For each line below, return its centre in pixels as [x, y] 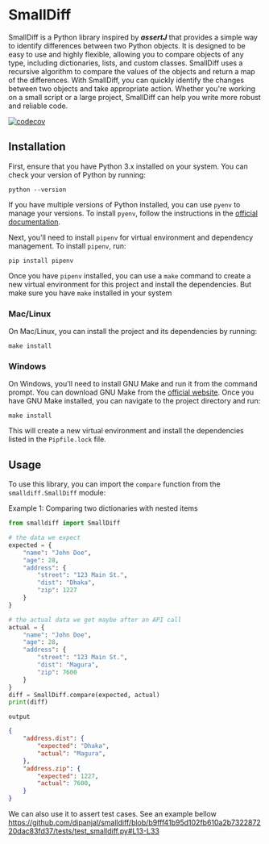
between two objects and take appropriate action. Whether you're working [132, 88]
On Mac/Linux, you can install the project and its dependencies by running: [133, 332]
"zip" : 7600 [58, 672]
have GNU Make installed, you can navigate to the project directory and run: [134, 401]
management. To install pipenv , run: [67, 246]
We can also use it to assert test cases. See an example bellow [113, 814]
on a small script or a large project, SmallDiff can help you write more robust [135, 97]
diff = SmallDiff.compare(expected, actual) [84, 695]
